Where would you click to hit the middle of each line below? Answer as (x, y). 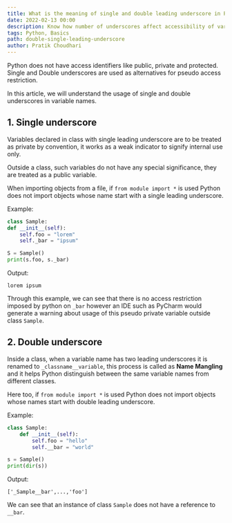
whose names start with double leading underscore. (81, 401)
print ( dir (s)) (28, 466)
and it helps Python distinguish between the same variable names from (108, 374)
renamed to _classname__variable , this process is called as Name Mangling (115, 366)
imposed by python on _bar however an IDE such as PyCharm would (105, 306)
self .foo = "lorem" (48, 235)
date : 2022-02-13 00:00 (41, 20)
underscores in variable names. (52, 101)
